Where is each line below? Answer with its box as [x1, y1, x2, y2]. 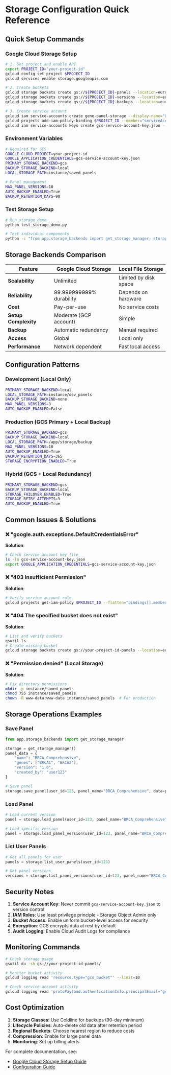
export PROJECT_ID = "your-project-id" [5, 66, 85, 72]
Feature [18, 266, 38, 273]
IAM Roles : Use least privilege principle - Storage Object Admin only [12, 912, 157, 918]
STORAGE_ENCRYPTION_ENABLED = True [5, 458, 76, 463]
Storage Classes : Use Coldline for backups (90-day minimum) [12, 1017, 144, 1023]
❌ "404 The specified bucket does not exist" [5, 612, 118, 619]
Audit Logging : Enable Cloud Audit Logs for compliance [12, 928, 131, 934]
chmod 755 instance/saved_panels [5, 691, 76, 696]
